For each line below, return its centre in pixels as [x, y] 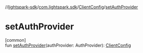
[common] [15, 40]
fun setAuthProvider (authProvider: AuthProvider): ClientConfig [68, 45]
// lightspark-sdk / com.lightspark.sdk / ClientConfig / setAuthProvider [71, 7]
